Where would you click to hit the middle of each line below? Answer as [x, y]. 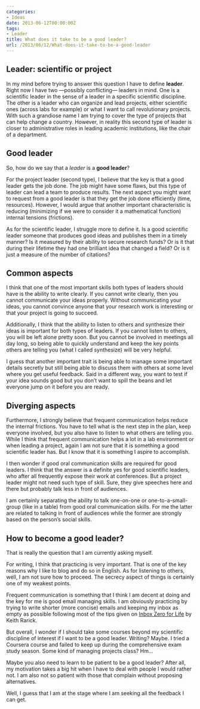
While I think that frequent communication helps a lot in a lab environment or [100, 439]
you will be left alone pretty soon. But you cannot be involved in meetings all [100, 337]
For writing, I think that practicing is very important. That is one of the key [96, 564]
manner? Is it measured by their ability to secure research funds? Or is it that [100, 242]
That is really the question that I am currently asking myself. [80, 552]
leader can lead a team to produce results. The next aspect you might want [99, 192]
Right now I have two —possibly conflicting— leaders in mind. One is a [93, 90]
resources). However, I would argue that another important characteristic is [99, 204]
